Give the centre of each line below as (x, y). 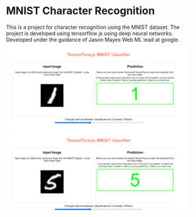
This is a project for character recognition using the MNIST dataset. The (93, 27)
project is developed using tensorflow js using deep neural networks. (89, 33)
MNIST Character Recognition (81, 11)
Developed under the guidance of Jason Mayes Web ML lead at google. (93, 39)
